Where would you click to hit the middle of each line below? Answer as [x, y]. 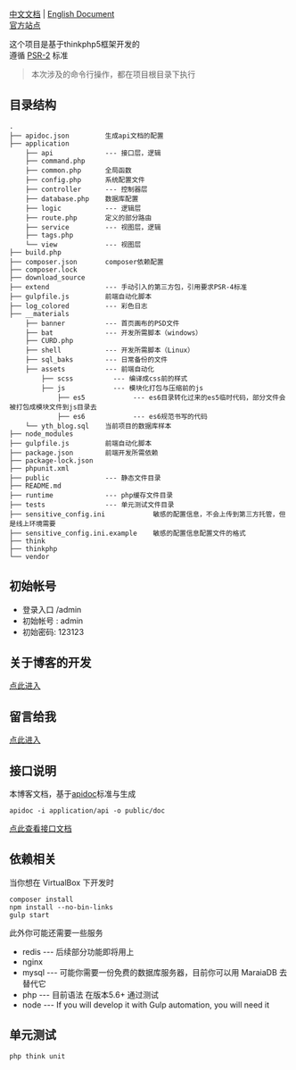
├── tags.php [49, 235]
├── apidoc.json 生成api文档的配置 [86, 136]
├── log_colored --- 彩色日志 [79, 306]
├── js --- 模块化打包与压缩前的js [122, 388]
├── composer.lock [43, 270]
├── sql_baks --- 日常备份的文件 [96, 359]
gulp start [29, 915]
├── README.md [36, 486]
